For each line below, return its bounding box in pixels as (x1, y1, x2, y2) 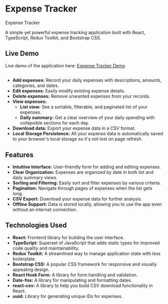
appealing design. (12, 266, 50, 272)
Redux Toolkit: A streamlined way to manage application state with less (12, 250, 161, 256)
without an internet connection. (12, 207, 78, 213)
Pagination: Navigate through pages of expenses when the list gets (12, 185, 152, 191)
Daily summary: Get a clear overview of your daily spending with (20, 115, 155, 121)
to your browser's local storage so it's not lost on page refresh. (12, 136, 143, 142)
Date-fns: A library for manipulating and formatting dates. (12, 277, 132, 283)
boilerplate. (12, 256, 36, 262)
